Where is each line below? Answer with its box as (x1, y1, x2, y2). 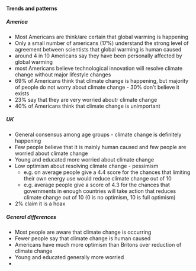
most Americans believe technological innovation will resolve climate (14, 64, 183, 72)
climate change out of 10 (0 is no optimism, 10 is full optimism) (23, 193, 176, 201)
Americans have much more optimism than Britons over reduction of (14, 241, 182, 248)
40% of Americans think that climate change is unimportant (14, 102, 161, 109)
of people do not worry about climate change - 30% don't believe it (14, 83, 179, 91)
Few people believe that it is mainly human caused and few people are (14, 143, 187, 150)
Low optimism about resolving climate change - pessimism (14, 162, 159, 169)
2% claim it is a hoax (14, 200, 66, 207)
